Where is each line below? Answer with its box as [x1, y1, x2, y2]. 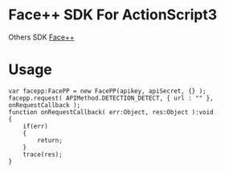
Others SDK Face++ [8, 32, 75, 42]
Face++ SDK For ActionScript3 [8, 6, 218, 24]
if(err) [22, 122, 48, 130]
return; [37, 136, 63, 144]
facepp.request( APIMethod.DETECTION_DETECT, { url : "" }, [8, 94, 215, 102]
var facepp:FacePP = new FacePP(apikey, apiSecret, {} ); [8, 87, 207, 95]
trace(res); [22, 150, 63, 159]
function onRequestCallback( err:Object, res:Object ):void [8, 108, 215, 116]
